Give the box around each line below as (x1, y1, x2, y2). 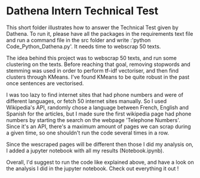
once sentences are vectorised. (6, 79, 84, 87)
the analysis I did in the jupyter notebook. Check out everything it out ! (6, 165, 179, 172)
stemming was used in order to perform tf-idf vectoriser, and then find (6, 67, 179, 74)
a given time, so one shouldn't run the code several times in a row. (6, 129, 169, 136)
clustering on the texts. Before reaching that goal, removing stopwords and (6, 61, 191, 68)
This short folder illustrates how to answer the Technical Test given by (6, 24, 179, 31)
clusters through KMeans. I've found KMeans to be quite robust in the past (6, 73, 190, 80)
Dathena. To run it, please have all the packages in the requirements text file (6, 30, 193, 37)
